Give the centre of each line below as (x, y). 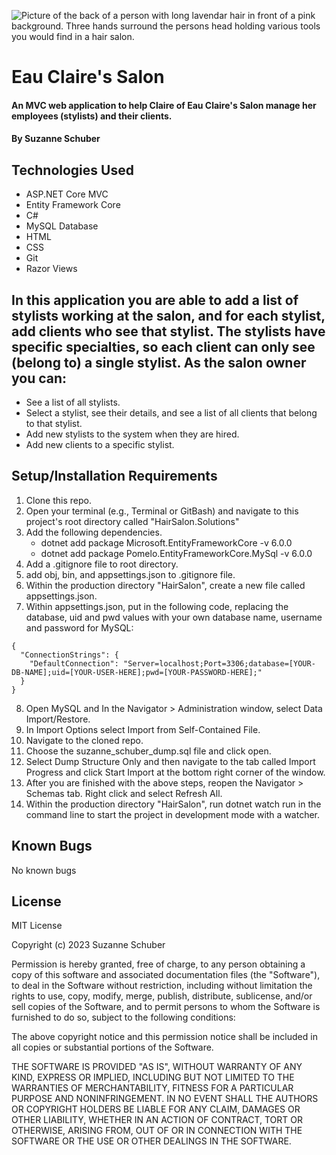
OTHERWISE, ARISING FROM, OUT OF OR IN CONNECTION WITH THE (157, 1131)
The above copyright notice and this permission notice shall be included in (164, 1037)
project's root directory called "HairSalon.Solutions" (132, 521)
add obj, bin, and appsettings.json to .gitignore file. (130, 574)
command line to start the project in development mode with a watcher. (173, 814)
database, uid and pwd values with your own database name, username (174, 617)
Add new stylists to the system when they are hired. (132, 434)
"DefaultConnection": (74, 663)
